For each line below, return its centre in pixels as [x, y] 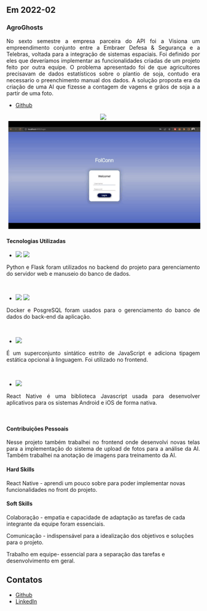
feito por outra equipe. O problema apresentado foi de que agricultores [103, 67]
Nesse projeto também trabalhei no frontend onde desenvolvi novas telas [103, 442]
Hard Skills [21, 469]
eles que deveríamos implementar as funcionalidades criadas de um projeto [103, 60]
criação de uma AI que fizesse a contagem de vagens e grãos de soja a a [103, 87]
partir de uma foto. [30, 93]
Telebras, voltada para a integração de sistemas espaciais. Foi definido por [103, 54]
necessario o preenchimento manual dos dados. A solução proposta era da [103, 80]
